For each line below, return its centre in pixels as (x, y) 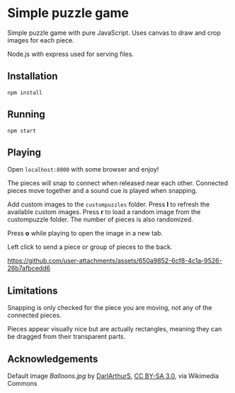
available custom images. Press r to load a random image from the (104, 212)
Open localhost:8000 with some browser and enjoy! (83, 170)
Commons (22, 383)
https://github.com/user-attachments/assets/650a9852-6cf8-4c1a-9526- (115, 261)
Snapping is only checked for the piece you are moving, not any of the (110, 308)
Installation (33, 76)
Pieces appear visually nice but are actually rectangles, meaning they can (115, 329)
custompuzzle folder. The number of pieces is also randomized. (100, 220)
